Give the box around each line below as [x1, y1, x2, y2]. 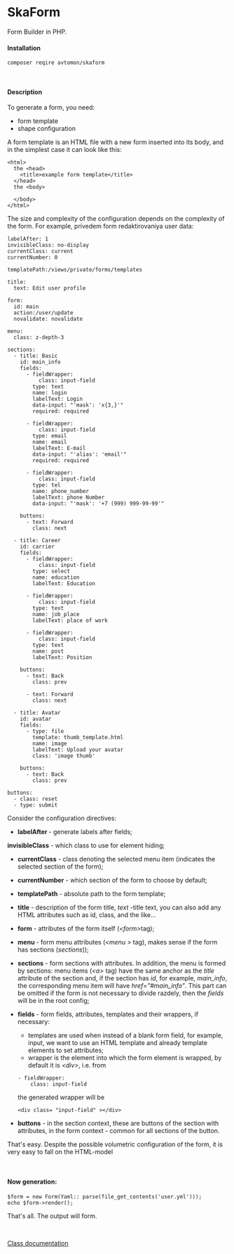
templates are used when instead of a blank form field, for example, [27, 1031, 223, 1039]
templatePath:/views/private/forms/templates [7, 267, 142, 274]
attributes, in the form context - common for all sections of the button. [17, 1127, 220, 1135]
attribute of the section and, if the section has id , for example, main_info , [17, 974, 228, 983]
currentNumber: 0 [7, 254, 58, 261]
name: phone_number [32, 488, 90, 495]
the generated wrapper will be [17, 1093, 105, 1101]
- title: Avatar [13, 710, 61, 717]
